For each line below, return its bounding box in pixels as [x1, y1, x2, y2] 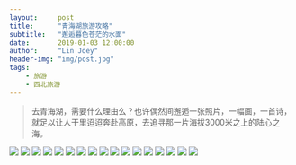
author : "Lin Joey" [9, 47, 99, 56]
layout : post [9, 13, 75, 22]
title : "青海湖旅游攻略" [9, 22, 113, 30]
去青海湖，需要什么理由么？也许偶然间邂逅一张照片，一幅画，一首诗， [31, 105, 292, 117]
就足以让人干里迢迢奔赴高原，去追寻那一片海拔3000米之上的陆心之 [31, 117, 281, 127]
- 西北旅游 [25, 80, 61, 89]
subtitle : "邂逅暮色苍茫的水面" [9, 30, 127, 39]
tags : [9, 64, 30, 73]
